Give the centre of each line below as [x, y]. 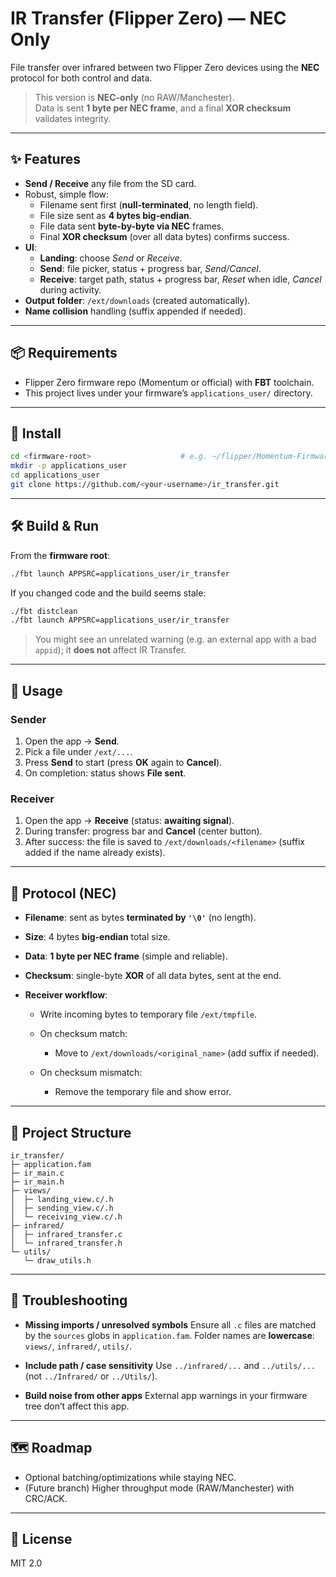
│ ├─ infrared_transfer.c [66, 1234]
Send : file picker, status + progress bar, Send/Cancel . [150, 268]
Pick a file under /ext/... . [78, 751]
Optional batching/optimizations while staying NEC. [130, 1477]
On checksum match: [83, 1034]
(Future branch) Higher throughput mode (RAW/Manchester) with [159, 1488]
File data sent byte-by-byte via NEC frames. [132, 226]
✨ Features [45, 159]
